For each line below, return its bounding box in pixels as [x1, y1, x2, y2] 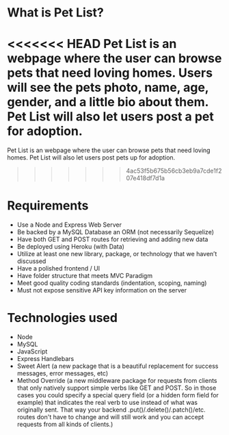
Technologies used [7, 310, 118, 326]
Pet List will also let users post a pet [7, 109, 214, 125]
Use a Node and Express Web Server [16, 221, 122, 229]
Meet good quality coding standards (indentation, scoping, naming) [16, 279, 207, 287]
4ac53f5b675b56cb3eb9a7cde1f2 [126, 166, 222, 175]
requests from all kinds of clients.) [16, 420, 113, 428]
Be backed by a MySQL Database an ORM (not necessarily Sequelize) [16, 228, 214, 236]
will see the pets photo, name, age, [7, 80, 209, 95]
